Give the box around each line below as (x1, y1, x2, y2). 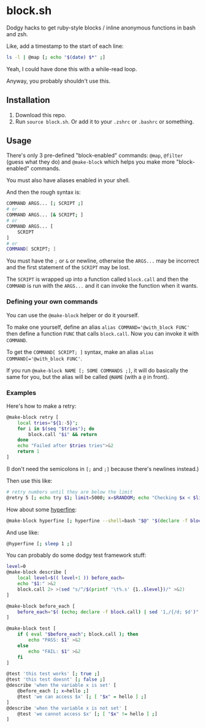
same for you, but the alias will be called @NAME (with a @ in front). (6, 373, 169, 380)
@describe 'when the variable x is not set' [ (6, 705, 128, 711)
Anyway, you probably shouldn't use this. (6, 77, 111, 85)
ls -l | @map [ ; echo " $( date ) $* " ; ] (6, 54, 105, 60)
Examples (6, 388, 37, 397)
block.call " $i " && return (28, 431, 97, 437)
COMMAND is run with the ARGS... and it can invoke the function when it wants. (6, 282, 198, 289)
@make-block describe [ (6, 569, 67, 575)
